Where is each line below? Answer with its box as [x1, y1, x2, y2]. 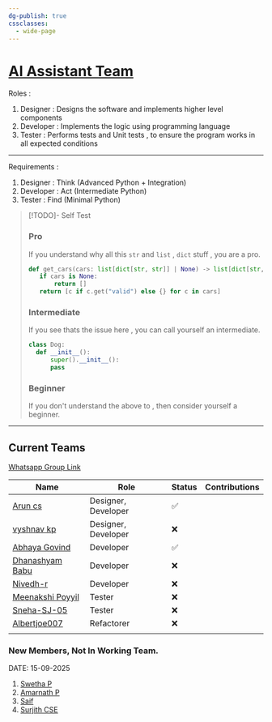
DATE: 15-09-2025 [8, 664, 70, 673]
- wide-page [15, 27, 57, 35]
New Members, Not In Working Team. [8, 645, 159, 656]
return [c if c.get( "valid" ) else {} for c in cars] [39, 288, 221, 296]
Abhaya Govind [12, 542, 71, 553]
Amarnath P [19, 688, 60, 698]
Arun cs [12, 500, 42, 511]
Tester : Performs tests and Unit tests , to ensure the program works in [19, 130, 256, 140]
